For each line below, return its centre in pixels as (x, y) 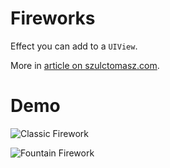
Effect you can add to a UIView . (74, 46)
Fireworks (53, 18)
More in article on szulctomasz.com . (85, 65)
